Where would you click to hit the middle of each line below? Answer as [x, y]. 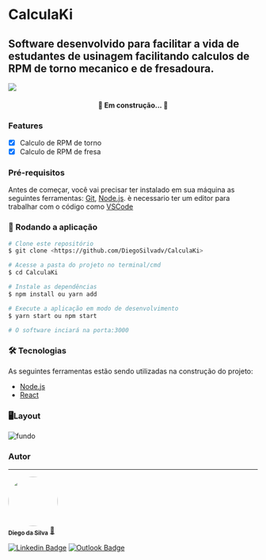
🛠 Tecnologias [38, 351]
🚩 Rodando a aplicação [53, 227]
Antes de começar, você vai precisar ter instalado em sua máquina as [122, 190]
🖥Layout [25, 415]
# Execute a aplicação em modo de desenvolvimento [93, 308]
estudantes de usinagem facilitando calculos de [129, 56]
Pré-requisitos [36, 172]
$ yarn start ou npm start [53, 316]
